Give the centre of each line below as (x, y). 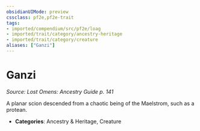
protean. (17, 109)
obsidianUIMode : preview (37, 12)
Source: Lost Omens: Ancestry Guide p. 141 (60, 91)
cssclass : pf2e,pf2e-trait (40, 17)
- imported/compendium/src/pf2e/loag (54, 29)
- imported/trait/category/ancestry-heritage (64, 34)
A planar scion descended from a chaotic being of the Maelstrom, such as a (100, 103)
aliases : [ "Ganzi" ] (31, 46)
